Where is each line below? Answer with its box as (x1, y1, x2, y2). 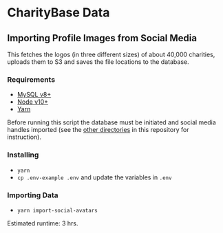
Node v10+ (17, 98, 49, 106)
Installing (7, 150, 39, 159)
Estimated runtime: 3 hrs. (7, 219, 78, 228)
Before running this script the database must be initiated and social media (7, 118, 217, 126)
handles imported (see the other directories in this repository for (7, 126, 189, 134)
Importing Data (7, 190, 59, 200)
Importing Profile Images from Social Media (7, 32, 198, 44)
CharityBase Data (7, 5, 110, 21)
